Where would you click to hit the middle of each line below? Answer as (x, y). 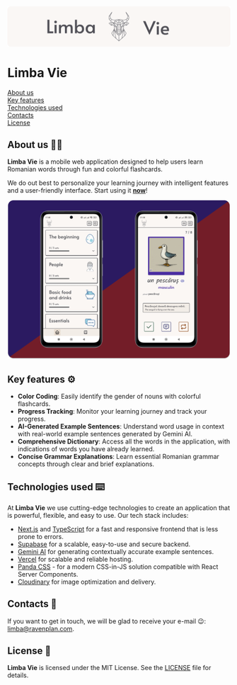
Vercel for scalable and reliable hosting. (75, 559)
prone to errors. (40, 536)
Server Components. (48, 574)
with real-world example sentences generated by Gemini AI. (105, 434)
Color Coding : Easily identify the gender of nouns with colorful (109, 396)
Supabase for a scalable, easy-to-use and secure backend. (104, 544)
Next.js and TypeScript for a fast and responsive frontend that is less (118, 529)
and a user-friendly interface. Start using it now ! (77, 191)
